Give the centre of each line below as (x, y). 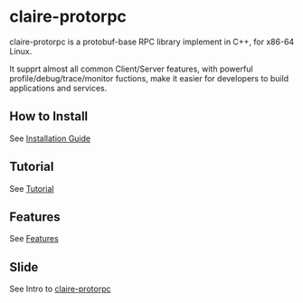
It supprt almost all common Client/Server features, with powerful (131, 69)
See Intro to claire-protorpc (60, 289)
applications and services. (58, 88)
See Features (34, 239)
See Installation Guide (50, 138)
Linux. (21, 51)
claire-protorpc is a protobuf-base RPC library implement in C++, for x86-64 (152, 42)
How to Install (49, 116)
